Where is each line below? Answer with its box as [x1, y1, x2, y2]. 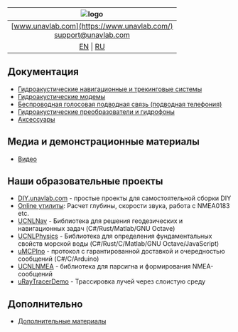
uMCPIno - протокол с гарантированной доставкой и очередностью [17, 247, 225, 256]
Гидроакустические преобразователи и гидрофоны [17, 107, 175, 116]
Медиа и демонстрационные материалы [7, 135, 200, 148]
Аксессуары [17, 115, 55, 123]
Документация [7, 66, 80, 78]
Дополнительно [7, 298, 83, 310]
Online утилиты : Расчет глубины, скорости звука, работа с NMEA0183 [17, 202, 230, 210]
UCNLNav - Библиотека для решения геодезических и [17, 217, 183, 225]
